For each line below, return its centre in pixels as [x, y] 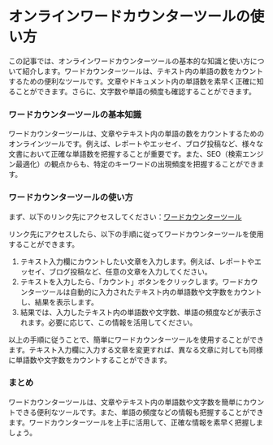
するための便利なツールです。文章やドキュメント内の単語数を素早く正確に [133, 81]
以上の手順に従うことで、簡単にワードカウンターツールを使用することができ [136, 339]
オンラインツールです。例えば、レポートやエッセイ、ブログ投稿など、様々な [136, 144]
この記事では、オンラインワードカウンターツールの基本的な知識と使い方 [129, 61]
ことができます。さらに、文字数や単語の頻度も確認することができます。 [135, 91]
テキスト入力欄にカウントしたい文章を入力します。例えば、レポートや [137, 261]
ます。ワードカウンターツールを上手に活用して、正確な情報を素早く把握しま [136, 422]
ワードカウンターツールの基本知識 [75, 114]
